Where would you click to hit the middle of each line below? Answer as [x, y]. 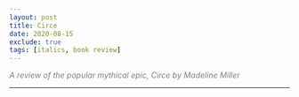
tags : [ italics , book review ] [65, 50]
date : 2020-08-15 [41, 34]
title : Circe [33, 26]
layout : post [33, 17]
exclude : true [36, 42]
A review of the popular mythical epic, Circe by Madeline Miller [125, 75]
